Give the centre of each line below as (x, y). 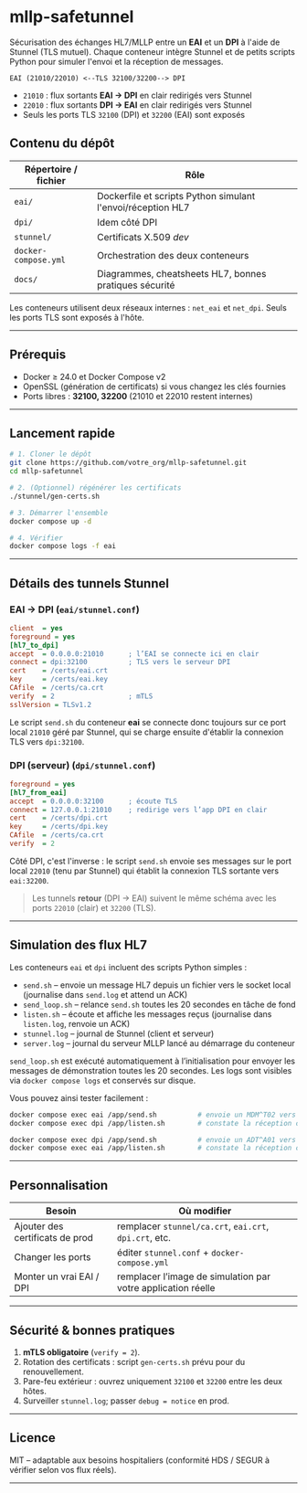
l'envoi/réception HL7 (143, 207)
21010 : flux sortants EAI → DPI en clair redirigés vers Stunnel (138, 95)
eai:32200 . (29, 880)
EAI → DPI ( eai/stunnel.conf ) (74, 609)
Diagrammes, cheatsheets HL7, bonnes (182, 273)
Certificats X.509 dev (143, 237)
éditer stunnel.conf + (163, 1253)
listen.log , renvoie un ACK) (76, 1023)
